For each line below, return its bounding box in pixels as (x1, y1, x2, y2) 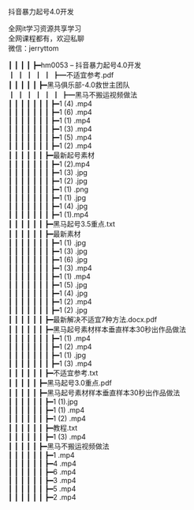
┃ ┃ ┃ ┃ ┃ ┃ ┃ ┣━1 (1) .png (8, 185, 89, 194)
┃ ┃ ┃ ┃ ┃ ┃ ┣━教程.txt (8, 423, 78, 432)
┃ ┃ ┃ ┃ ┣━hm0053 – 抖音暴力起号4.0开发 (8, 60, 142, 70)
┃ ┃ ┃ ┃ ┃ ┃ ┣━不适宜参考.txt (8, 368, 99, 378)
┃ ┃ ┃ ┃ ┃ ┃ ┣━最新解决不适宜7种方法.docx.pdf (8, 315, 158, 324)
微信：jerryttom (8, 44, 59, 53)
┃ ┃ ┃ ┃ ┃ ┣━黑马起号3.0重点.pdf (8, 379, 112, 387)
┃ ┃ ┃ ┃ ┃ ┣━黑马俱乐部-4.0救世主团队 (8, 80, 130, 89)
